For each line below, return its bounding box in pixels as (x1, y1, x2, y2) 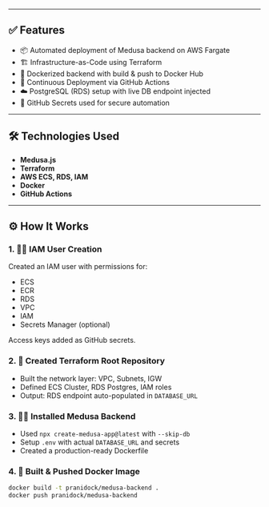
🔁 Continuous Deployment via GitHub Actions (19, 77, 171, 87)
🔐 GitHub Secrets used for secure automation (19, 98, 171, 107)
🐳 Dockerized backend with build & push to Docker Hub (19, 69, 204, 78)
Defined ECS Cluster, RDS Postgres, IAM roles (19, 382, 172, 392)
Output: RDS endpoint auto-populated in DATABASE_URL (19, 390, 199, 400)
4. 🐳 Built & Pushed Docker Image (8, 465, 140, 477)
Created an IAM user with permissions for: (8, 262, 148, 272)
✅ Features (8, 23, 66, 37)
